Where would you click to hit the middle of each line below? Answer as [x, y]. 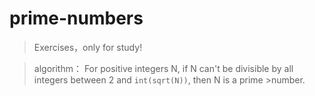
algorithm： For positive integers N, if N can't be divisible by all [163, 68]
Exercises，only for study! [88, 47]
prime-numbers [76, 18]
